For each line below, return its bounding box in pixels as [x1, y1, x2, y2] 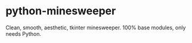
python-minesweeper [5, 4, 116, 18]
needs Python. [5, 30, 42, 37]
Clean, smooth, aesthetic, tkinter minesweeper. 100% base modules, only [5, 24, 186, 31]
